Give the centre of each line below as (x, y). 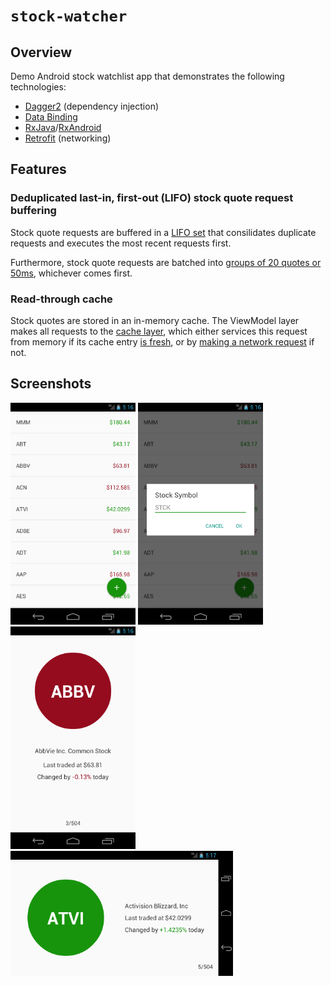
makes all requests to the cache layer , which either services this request (159, 331)
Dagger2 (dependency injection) (92, 106)
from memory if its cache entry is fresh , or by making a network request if (162, 341)
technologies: (38, 87)
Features (38, 169)
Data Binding (51, 117)
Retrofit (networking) (68, 138)
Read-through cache (61, 299)
